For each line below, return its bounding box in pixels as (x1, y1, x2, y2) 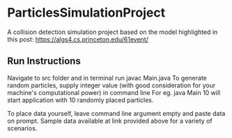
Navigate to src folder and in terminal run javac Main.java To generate (7, 74, 207, 82)
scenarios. (7, 123, 38, 132)
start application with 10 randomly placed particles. (7, 96, 154, 104)
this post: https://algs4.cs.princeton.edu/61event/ (7, 35, 148, 43)
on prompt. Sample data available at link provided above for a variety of (7, 117, 212, 125)
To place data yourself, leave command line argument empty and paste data (7, 109, 226, 117)
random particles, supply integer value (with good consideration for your (7, 81, 216, 89)
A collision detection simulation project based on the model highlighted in (7, 28, 218, 36)
